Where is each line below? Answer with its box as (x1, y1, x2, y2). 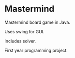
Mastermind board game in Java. (4, 19, 71, 25)
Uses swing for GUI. (4, 29, 45, 34)
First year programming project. (4, 47, 68, 53)
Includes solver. (4, 38, 36, 44)
